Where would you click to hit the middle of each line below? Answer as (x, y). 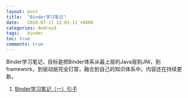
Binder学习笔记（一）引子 (46, 89)
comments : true (25, 45)
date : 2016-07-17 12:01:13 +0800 (50, 22)
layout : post (22, 11)
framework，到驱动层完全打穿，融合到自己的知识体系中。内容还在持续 (92, 69)
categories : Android (32, 28)
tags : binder (25, 33)
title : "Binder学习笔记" (36, 17)
